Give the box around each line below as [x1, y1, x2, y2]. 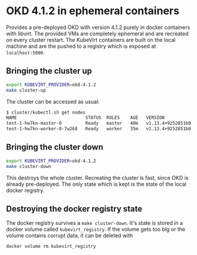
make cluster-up [6, 87, 46, 93]
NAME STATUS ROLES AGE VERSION [6, 115, 165, 121]
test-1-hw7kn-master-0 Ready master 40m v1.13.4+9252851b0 [6, 120, 192, 127]
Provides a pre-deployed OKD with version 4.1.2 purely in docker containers [6, 24, 191, 31]
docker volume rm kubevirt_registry [6, 244, 96, 250]
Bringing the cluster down [6, 142, 104, 152]
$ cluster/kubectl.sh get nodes [6, 109, 86, 115]
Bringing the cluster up [6, 66, 93, 76]
